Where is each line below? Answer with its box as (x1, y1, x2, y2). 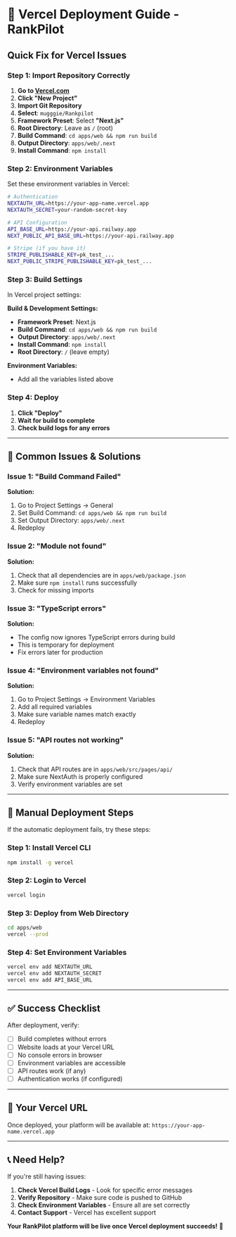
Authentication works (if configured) (17, 1074, 123, 1083)
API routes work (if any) (17, 1066, 86, 1075)
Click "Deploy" (17, 408, 63, 417)
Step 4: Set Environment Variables (7, 947, 127, 957)
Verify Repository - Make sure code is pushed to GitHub (17, 1193, 183, 1202)
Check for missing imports (17, 585, 95, 594)
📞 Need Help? (7, 1154, 65, 1166)
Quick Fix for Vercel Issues (7, 49, 127, 61)
